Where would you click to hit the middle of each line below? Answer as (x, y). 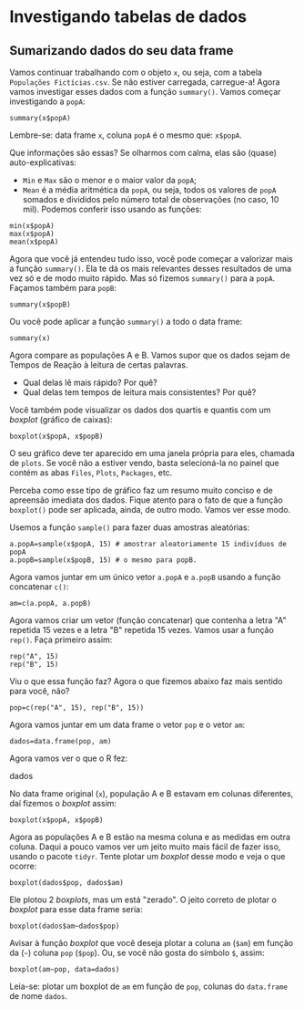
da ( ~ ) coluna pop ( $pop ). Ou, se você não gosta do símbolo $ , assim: (137, 952)
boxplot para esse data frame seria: (76, 909)
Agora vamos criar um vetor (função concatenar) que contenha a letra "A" (148, 620)
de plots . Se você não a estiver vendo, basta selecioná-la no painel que (144, 463)
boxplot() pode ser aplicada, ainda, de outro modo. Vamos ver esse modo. (150, 510)
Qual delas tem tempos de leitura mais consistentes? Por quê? (139, 392)
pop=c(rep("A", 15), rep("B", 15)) (77, 708)
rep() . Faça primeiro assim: (61, 640)
